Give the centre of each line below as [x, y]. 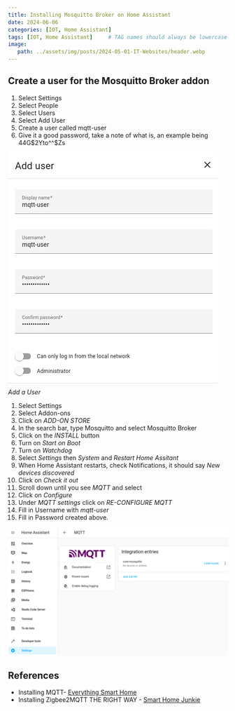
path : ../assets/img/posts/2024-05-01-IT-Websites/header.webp [111, 52]
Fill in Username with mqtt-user [63, 510]
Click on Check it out [48, 480]
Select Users [36, 113]
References [34, 676]
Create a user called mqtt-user [62, 128]
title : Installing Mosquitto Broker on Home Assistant [90, 15]
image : [17, 45]
